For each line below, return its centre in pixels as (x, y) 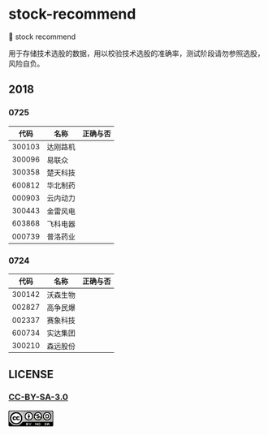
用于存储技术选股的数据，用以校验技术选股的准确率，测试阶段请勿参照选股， (136, 53)
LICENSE (31, 374)
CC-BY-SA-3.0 (39, 397)
